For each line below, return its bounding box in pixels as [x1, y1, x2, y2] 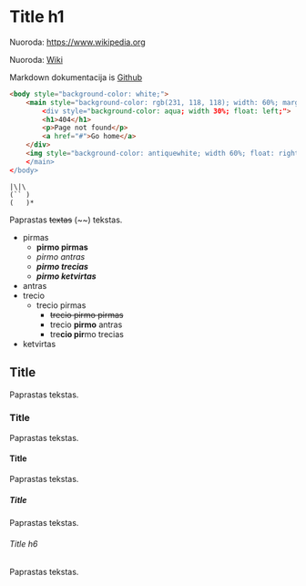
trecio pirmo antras [49, 319, 123, 330]
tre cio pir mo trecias [49, 328, 125, 339]
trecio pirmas [36, 299, 87, 311]
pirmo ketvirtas [36, 271, 97, 282]
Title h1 [9, 6, 65, 27]
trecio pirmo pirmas [49, 309, 124, 320]
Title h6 [9, 538, 38, 549]
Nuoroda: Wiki [9, 54, 64, 65]
